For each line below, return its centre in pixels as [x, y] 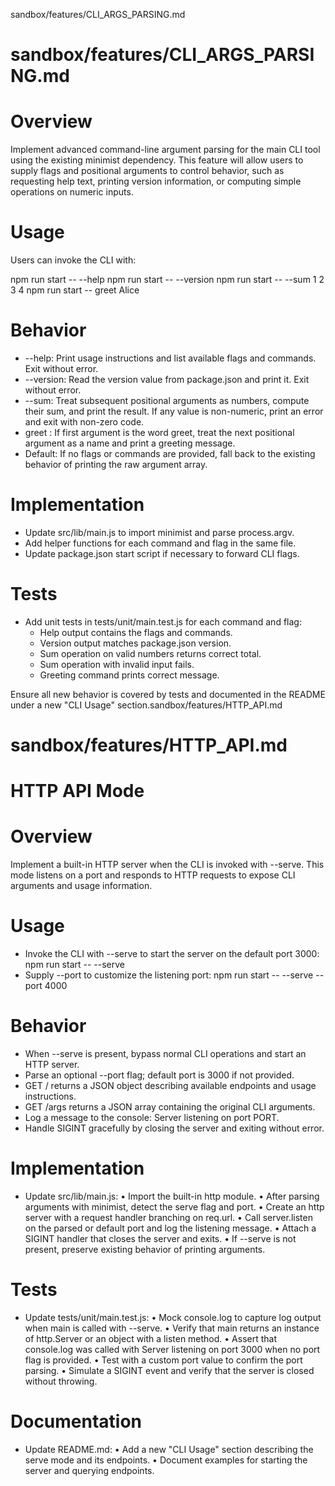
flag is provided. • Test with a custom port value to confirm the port [163, 1360]
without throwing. [61, 1381]
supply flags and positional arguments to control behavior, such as [147, 171]
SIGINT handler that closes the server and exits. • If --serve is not [160, 1238]
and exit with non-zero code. [84, 422]
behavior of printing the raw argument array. [116, 464]
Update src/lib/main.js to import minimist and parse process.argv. [159, 532]
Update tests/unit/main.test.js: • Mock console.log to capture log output [173, 1317]
